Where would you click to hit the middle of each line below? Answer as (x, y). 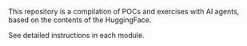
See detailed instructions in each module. (77, 35)
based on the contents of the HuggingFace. (80, 20)
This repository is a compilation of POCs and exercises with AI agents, (124, 11)
